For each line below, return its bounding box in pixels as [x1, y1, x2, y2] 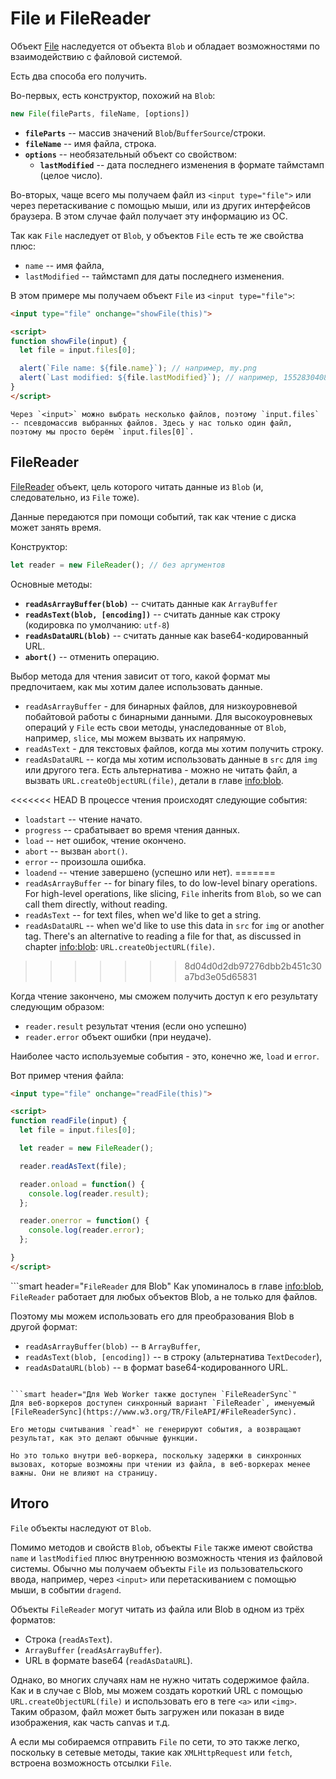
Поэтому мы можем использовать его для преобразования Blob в [10, 1310, 295, 1322]
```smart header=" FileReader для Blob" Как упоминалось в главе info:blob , [10, 1280, 325, 1292]
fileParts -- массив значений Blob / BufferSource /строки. [24, 127, 266, 139]
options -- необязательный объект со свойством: [24, 148, 238, 160]
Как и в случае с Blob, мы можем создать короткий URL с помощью [10, 1684, 303, 1696]
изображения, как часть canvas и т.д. [10, 1716, 171, 1728]
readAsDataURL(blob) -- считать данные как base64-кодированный [24, 629, 309, 641]
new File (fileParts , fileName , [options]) [10, 108, 190, 119]
